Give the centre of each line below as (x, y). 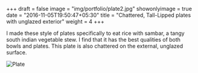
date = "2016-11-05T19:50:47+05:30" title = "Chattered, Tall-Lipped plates (99, 15)
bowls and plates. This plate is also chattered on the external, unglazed (95, 46)
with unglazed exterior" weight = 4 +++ (55, 21)
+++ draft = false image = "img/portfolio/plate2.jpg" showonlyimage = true (99, 9)
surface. (17, 52)
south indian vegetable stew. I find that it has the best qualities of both (94, 40)
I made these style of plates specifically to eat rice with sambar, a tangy (96, 33)
